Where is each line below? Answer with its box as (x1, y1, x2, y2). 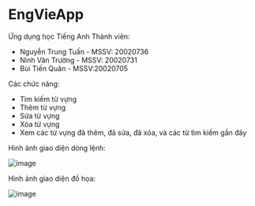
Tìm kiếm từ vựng (19, 94, 77, 103)
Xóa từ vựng (19, 119, 60, 129)
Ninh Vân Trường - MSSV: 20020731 (19, 55, 138, 65)
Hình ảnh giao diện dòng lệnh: (8, 143, 107, 152)
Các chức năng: (8, 79, 60, 88)
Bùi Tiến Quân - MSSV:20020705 (19, 63, 129, 73)
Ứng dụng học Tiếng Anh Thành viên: (8, 32, 130, 41)
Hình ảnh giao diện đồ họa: (8, 174, 96, 183)
